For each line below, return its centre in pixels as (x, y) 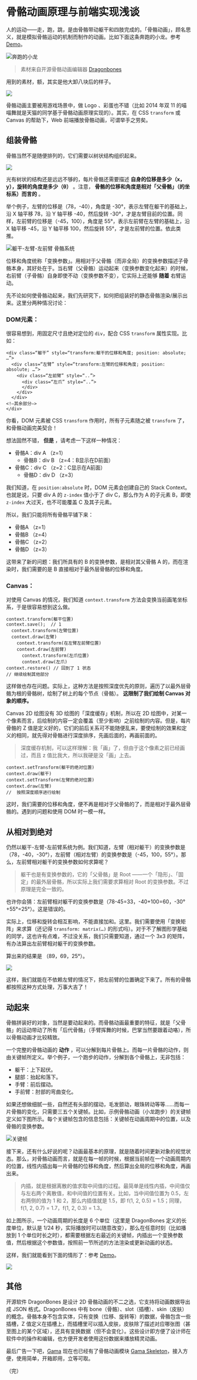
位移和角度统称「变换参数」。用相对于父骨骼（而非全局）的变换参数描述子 (95, 261)
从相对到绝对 (29, 832)
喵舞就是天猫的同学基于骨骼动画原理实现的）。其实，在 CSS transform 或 (93, 112)
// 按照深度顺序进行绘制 (33, 793)
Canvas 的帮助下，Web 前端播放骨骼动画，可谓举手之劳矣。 (79, 120)
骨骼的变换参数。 (27, 1126)
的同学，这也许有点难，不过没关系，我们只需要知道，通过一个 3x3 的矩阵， (97, 936)
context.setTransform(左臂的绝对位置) (50, 780)
